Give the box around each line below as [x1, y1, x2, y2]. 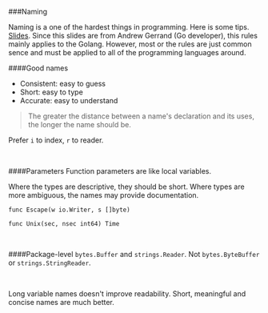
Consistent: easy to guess [19, 79, 106, 88]
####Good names [8, 63, 69, 73]
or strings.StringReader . [8, 258, 91, 267]
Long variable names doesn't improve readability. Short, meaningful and [8, 289, 246, 299]
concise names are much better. [8, 298, 114, 307]
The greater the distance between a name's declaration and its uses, [27, 111, 254, 121]
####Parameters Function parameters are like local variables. [8, 167, 212, 175]
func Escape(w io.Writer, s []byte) [8, 206, 130, 214]
